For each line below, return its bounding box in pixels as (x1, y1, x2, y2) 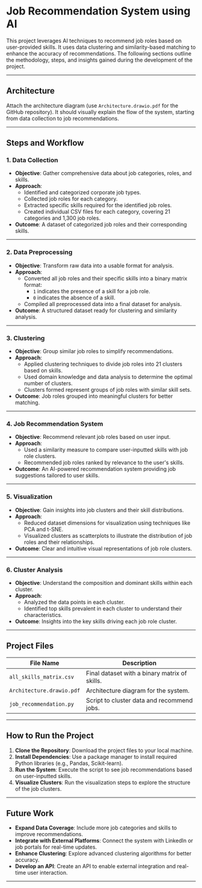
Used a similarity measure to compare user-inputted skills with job (23, 446, 188, 453)
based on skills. (23, 367, 63, 374)
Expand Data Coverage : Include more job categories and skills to (14, 824, 177, 831)
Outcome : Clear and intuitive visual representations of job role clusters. (14, 545, 192, 552)
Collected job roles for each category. (23, 195, 118, 203)
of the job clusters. (14, 785, 62, 792)
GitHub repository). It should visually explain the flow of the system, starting (6, 108, 195, 115)
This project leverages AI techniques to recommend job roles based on (6, 37, 182, 44)
